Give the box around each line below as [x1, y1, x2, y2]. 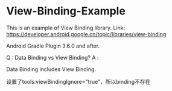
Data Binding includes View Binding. [6, 65, 97, 73]
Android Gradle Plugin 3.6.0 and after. [6, 42, 100, 49]
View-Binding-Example [6, 4, 126, 18]
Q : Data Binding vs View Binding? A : [6, 54, 99, 61]
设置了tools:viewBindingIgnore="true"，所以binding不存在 [6, 78, 151, 85]
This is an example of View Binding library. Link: [6, 24, 126, 31]
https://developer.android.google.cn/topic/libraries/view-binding [6, 30, 167, 37]
